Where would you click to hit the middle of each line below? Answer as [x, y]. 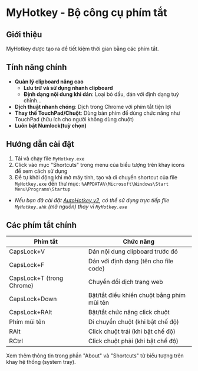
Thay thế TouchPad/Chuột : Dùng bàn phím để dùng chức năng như [98, 113]
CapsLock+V [27, 251]
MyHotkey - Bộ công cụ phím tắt [87, 13]
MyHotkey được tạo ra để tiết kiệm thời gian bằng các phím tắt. [82, 49]
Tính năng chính [37, 67]
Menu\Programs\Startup [42, 189]
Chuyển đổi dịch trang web [126, 282]
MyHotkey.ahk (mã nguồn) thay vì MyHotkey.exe [71, 207]
